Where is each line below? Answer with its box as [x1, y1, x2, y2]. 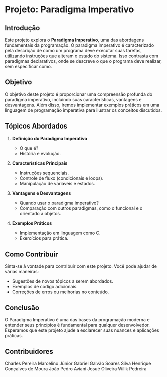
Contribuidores [5, 347, 53, 356]
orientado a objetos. [19, 210, 61, 216]
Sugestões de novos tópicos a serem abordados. [12, 278, 113, 284]
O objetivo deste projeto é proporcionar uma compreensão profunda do [5, 91, 153, 97]
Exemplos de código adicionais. [12, 284, 78, 290]
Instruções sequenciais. [19, 170, 69, 176]
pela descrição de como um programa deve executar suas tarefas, [5, 48, 142, 53]
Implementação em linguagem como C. [19, 230, 101, 236]
